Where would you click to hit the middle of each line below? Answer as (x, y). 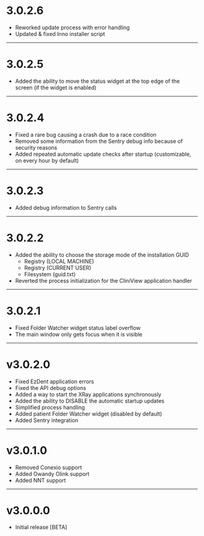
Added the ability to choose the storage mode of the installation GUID (102, 255)
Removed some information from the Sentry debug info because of (99, 141)
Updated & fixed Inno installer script (60, 33)
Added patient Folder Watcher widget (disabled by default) (88, 414)
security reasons (36, 147)
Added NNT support (40, 480)
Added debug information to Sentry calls (66, 207)
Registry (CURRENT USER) (58, 268)
